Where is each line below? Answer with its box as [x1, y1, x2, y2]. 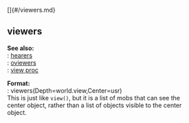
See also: [7, 44, 34, 52]
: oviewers [7, 58, 36, 67]
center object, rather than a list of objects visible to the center [7, 101, 182, 109]
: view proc [7, 65, 39, 74]
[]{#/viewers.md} [7, 6, 56, 14]
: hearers [7, 51, 33, 59]
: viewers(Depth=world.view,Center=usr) [7, 86, 122, 95]
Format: [7, 79, 30, 87]
